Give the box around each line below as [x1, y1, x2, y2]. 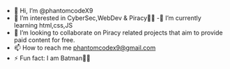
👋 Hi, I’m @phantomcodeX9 [13, 7, 93, 14]
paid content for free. [13, 36, 75, 44]
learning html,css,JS [13, 21, 73, 29]
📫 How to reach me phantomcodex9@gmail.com [13, 43, 156, 52]
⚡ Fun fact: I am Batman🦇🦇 [13, 54, 91, 62]
